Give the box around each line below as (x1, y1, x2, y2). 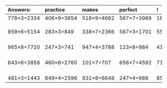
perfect (119, 6, 138, 13)
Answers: (7, 6, 31, 13)
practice (44, 6, 65, 13)
